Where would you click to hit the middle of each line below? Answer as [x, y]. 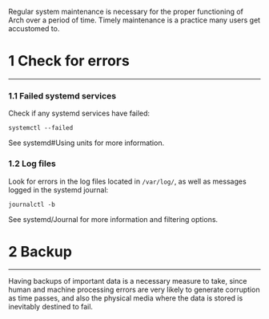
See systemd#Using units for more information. [86, 143]
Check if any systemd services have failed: [79, 113]
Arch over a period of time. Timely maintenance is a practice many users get [134, 20]
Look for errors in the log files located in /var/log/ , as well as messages [127, 181]
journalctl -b [32, 204]
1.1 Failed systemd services [62, 95]
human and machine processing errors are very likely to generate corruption [134, 290]
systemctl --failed [41, 128]
